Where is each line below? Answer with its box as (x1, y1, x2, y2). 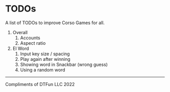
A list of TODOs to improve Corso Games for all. (5, 20, 105, 26)
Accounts (20, 35, 40, 41)
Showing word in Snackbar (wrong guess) (20, 61, 108, 67)
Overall (12, 29, 28, 35)
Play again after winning (20, 56, 71, 62)
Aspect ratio (20, 40, 46, 46)
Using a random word (20, 66, 66, 73)
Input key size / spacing (20, 51, 70, 57)
